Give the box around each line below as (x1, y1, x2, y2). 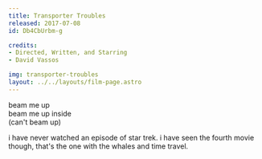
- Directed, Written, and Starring (8, 49, 128, 57)
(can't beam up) (8, 117, 62, 127)
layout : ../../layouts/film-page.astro (8, 78, 142, 86)
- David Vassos (8, 56, 59, 64)
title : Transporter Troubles (8, 11, 106, 20)
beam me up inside (8, 108, 72, 118)
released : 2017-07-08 (8, 19, 81, 27)
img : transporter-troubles (8, 71, 99, 79)
